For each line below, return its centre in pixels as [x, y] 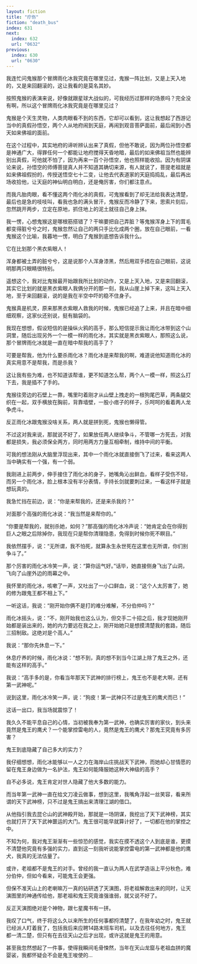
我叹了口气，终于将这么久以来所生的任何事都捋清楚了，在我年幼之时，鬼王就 [98, 921]
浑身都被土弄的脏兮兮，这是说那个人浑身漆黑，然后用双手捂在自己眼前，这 [96, 261]
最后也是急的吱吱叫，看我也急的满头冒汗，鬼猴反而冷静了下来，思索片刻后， [98, 201]
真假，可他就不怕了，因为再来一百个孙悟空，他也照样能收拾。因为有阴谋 [103, 160]
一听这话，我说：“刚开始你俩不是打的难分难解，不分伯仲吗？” [80, 605]
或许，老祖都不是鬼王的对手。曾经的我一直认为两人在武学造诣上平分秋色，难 [98, 868]
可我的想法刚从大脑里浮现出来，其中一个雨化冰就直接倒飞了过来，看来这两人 [98, 454]
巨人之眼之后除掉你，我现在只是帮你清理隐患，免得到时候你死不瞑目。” [91, 533]
